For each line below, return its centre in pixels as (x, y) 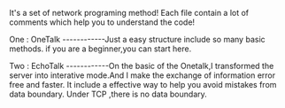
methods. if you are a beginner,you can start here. (100, 49)
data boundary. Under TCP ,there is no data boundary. (108, 94)
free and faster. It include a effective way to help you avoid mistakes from (143, 85)
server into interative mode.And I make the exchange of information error (142, 75)
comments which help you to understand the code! (102, 22)
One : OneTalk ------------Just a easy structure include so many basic (137, 39)
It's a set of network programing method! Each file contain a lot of (129, 13)
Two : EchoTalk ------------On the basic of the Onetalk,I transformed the (142, 66)
